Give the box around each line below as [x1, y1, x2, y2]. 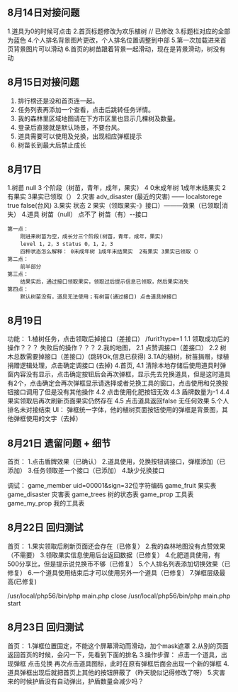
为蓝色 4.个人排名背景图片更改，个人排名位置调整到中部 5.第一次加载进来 [7, 35, 221, 44]
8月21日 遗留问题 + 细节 [7, 437, 111, 449]
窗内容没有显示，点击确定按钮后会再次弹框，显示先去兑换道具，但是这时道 [7, 370, 225, 379]
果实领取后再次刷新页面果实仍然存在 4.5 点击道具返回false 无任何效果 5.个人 [7, 396, 229, 406]
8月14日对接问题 [7, 6, 80, 19]
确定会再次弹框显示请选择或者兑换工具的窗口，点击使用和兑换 [42, 379, 222, 388]
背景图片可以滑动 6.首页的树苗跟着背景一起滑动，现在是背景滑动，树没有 [13, 45, 226, 53]
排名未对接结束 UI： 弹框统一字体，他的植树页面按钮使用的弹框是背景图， [7, 406, 222, 414]
